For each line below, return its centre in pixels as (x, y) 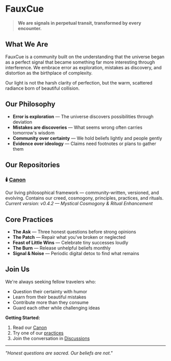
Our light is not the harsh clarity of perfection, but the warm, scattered (79, 82)
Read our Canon (30, 327)
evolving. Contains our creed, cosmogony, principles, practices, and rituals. (84, 198)
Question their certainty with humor (50, 291)
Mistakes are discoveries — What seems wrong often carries (77, 127)
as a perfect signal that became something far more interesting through (80, 62)
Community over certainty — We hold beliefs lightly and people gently (87, 138)
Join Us (18, 270)
